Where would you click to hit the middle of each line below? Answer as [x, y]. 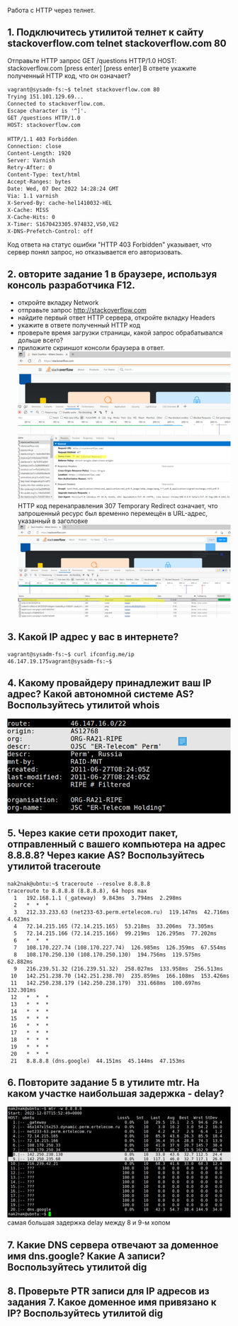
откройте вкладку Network [58, 302]
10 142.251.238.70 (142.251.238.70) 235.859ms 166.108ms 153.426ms [120, 976]
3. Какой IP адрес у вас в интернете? [93, 637]
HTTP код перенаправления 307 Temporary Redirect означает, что [118, 505]
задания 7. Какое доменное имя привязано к [112, 1302]
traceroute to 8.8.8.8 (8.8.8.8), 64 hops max [77, 891]
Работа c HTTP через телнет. [51, 10]
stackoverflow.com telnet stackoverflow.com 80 [117, 44]
